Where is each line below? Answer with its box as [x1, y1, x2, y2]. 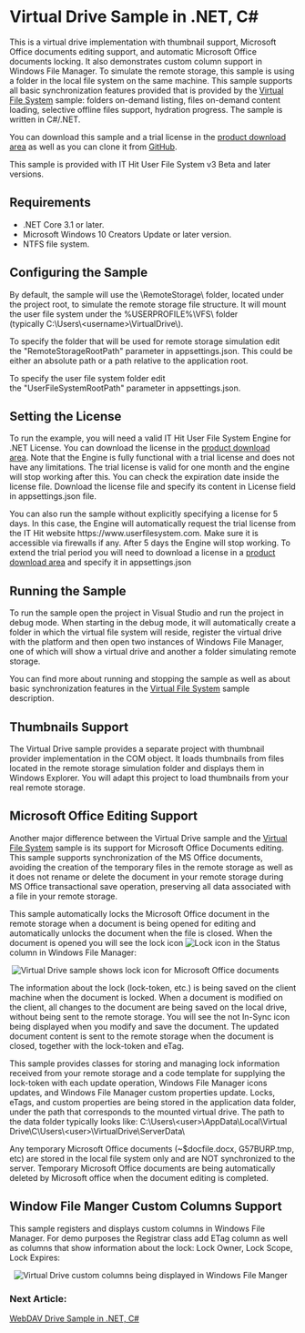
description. [9, 693, 55, 704]
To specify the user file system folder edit [9, 372, 166, 383]
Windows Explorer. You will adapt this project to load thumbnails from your [9, 772, 290, 783]
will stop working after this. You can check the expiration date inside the [9, 472, 280, 483]
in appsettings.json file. [9, 491, 97, 502]
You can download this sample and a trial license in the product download [9, 131, 287, 142]
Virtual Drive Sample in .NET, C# [9, 6, 259, 27]
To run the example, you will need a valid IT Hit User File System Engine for [9, 432, 291, 443]
